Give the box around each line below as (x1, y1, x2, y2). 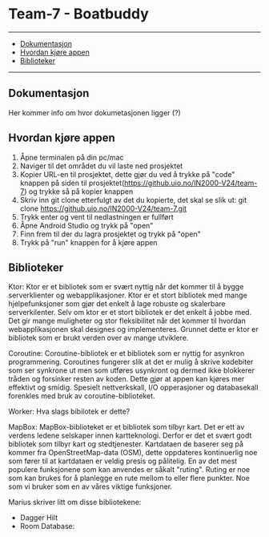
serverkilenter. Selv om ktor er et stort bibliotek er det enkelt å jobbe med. (8, 308, 252, 317)
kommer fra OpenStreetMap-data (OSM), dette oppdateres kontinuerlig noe (8, 448, 258, 458)
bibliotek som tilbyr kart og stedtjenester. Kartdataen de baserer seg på (8, 439, 244, 449)
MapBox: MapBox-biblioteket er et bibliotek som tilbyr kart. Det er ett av (8, 422, 245, 432)
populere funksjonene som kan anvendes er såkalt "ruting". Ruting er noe (8, 465, 251, 474)
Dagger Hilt (19, 513, 58, 523)
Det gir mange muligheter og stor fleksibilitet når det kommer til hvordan (8, 316, 246, 325)
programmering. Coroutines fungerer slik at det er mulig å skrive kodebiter (8, 357, 254, 367)
